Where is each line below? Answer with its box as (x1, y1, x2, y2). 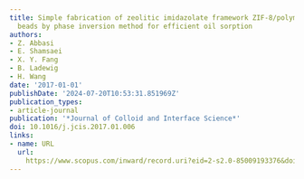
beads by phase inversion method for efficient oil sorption (17, 22, 253, 31)
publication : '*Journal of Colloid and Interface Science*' (9, 114, 242, 123)
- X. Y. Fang (9, 55, 59, 64)
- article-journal (9, 106, 79, 115)
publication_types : (9, 97, 83, 107)
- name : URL (9, 139, 54, 148)
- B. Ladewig (9, 64, 59, 73)
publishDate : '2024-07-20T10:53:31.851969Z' (9, 89, 180, 98)
